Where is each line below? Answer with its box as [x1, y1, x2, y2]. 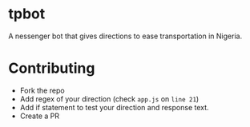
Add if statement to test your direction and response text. [19, 102, 210, 112]
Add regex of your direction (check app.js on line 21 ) [19, 93, 200, 104]
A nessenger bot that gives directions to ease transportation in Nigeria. [8, 31, 243, 41]
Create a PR [19, 111, 60, 121]
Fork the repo [19, 85, 66, 95]
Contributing [8, 59, 95, 77]
